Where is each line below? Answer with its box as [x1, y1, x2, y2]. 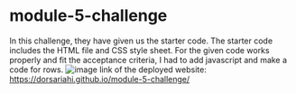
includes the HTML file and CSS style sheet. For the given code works [9, 44, 270, 55]
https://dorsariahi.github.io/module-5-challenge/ [9, 73, 190, 84]
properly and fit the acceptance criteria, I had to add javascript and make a [9, 54, 287, 65]
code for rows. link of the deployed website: [9, 64, 208, 75]
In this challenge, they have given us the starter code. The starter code [9, 35, 273, 46]
